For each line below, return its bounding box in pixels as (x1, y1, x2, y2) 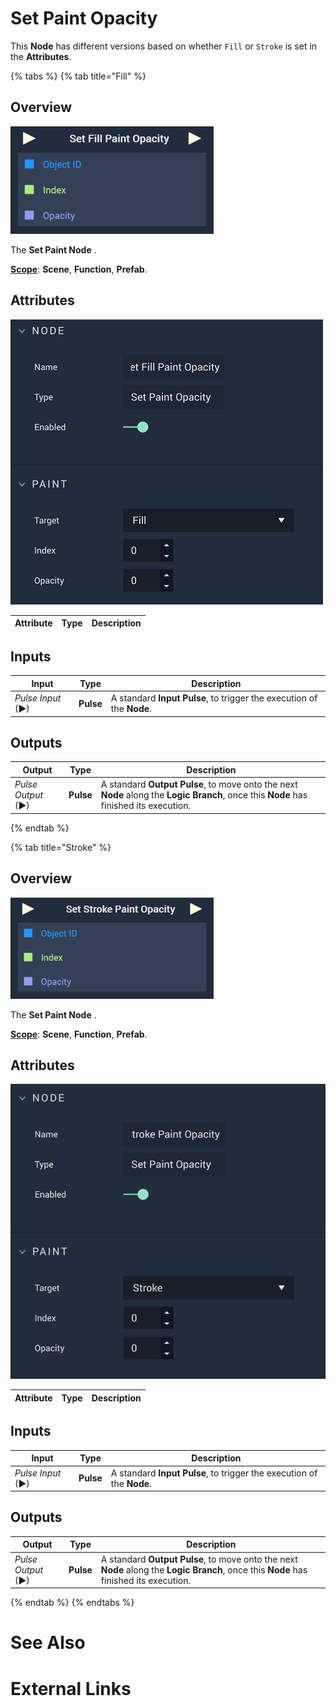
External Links (10, 1677, 132, 1700)
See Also (10, 1632, 86, 1654)
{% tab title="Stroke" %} (10, 841, 112, 853)
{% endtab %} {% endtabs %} (10, 1597, 135, 1609)
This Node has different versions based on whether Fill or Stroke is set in (10, 40, 318, 52)
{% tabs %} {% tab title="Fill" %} (10, 70, 147, 82)
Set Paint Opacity (10, 7, 158, 30)
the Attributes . (10, 50, 72, 62)
